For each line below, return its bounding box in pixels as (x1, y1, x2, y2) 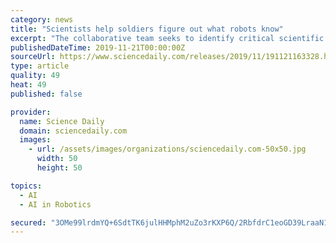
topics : (10, 181, 43, 191)
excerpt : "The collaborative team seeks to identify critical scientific (10, 33, 325, 43)
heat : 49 (10, 80, 47, 90)
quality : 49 (10, 71, 60, 81)
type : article (10, 61, 70, 71)
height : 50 (36, 163, 83, 173)
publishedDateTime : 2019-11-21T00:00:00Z (10, 42, 186, 53)
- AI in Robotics (19, 199, 92, 210)
